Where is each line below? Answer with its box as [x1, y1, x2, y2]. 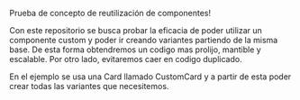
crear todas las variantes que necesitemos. [9, 81, 169, 91]
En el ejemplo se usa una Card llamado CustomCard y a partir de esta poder [9, 71, 292, 82]
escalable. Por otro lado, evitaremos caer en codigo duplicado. [9, 54, 242, 64]
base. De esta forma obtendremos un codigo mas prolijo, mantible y [9, 44, 261, 55]
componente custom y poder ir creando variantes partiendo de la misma [9, 35, 278, 45]
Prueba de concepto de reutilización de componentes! [9, 8, 212, 18]
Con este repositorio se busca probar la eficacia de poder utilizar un [9, 25, 263, 35]
